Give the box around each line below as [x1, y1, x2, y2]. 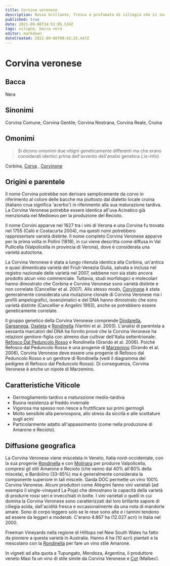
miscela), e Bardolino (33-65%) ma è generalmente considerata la [5, 471, 143, 477]
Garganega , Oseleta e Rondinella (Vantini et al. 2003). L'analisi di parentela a [5, 323, 165, 329]
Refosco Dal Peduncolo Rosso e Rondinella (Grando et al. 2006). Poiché [5, 339, 155, 345]
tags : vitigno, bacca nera [5, 26, 62, 31]
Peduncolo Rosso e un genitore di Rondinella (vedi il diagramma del [5, 355, 146, 361]
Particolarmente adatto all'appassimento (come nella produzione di [12, 421, 153, 427]
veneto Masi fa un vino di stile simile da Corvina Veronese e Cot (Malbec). [5, 555, 159, 561]
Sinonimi [5, 106, 34, 115]
